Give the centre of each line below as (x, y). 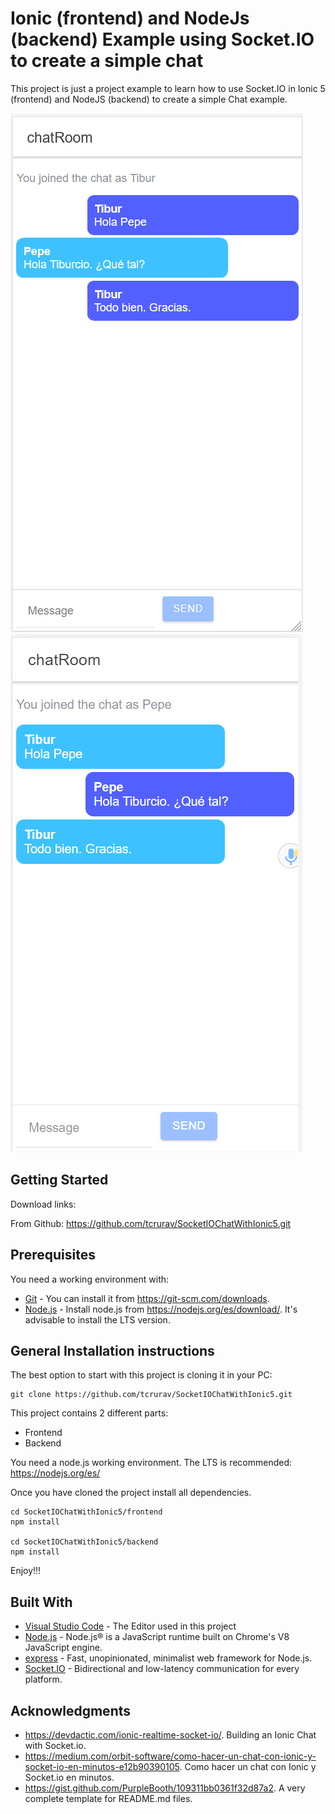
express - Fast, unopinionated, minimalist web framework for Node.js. (168, 1658)
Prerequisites (53, 1255)
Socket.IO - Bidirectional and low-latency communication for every (162, 1669)
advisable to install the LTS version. (97, 1319)
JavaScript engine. (63, 1648)
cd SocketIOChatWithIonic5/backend (84, 1542)
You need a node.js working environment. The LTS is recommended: (151, 1463)
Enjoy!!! (26, 1571)
